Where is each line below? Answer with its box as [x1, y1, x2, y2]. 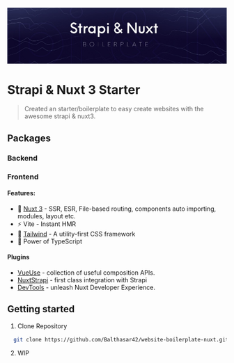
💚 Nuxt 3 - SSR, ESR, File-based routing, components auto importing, [17, 204, 217, 213]
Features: [7, 189, 36, 197]
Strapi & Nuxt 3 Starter [7, 81, 141, 97]
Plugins [7, 253, 30, 261]
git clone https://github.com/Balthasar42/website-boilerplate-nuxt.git [13, 336, 229, 343]
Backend [7, 153, 38, 163]
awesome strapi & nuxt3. [24, 112, 96, 120]
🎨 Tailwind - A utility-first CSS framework [17, 229, 136, 238]
